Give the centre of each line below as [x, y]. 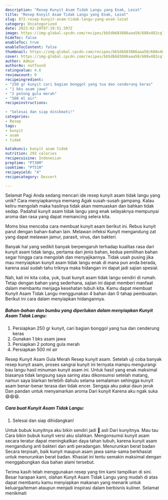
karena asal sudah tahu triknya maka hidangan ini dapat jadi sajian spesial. [82, 268]
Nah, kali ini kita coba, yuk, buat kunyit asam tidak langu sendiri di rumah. [81, 278]
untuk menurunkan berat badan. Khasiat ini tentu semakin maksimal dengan [83, 457]
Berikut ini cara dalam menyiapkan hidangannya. [55, 299]
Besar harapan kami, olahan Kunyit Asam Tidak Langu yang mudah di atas [81, 477]
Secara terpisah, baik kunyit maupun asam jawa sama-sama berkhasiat [78, 451]
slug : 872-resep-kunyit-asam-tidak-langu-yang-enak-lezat [67, 19]
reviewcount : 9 [21, 75]
